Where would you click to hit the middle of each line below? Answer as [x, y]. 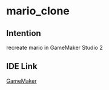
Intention [24, 33]
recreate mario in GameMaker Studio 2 [54, 47]
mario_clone [38, 11]
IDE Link [22, 66]
